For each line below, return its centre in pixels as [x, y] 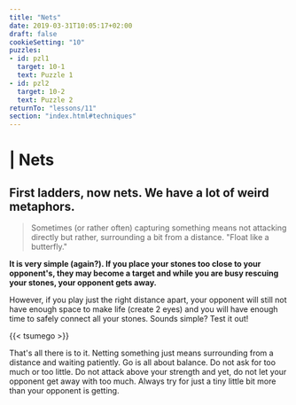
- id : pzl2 [29, 83]
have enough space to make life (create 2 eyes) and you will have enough [144, 309]
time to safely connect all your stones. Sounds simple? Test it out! [129, 319]
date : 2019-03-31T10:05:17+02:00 [71, 26]
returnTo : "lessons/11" [53, 108]
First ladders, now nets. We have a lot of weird [139, 193]
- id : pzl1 [29, 58]
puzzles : [25, 51]
